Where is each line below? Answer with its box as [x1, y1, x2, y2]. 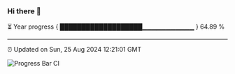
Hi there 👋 [7, 6, 42, 16]
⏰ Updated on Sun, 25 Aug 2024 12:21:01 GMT [7, 45, 142, 54]
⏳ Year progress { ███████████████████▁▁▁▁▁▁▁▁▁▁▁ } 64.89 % [7, 22, 225, 31]
